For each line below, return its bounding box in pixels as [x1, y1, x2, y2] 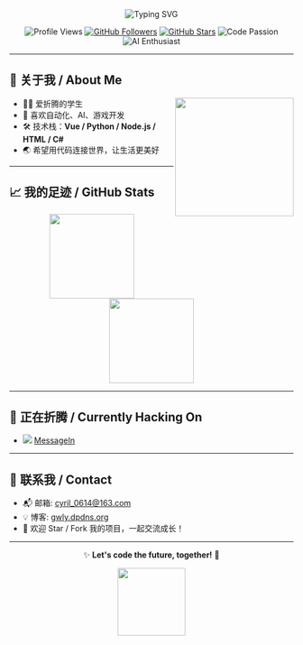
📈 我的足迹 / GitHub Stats [9, 185, 155, 200]
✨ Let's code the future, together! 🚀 [83, 549, 220, 560]
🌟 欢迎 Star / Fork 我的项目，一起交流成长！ [22, 523, 185, 534]
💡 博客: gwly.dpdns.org [22, 511, 109, 522]
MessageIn [33, 435, 75, 446]
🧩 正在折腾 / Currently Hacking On [9, 410, 203, 425]
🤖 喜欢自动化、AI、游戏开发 [22, 109, 125, 120]
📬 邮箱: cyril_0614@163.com [22, 498, 132, 509]
